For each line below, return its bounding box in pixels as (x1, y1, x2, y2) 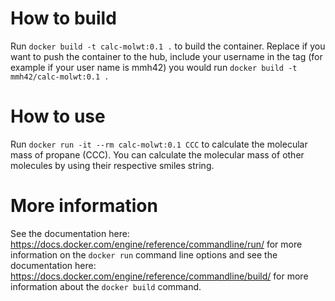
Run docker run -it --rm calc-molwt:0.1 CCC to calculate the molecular (10, 138, 308, 150)
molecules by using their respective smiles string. (10, 159, 215, 171)
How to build (10, 7, 117, 30)
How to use (10, 105, 106, 128)
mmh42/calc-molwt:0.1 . (10, 72, 110, 82)
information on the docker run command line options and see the (10, 248, 278, 261)
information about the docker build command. (10, 280, 202, 292)
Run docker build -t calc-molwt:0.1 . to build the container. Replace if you (10, 40, 326, 52)
